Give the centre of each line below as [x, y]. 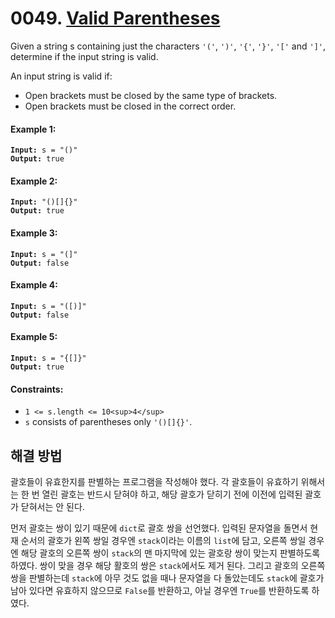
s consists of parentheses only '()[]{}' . [108, 422]
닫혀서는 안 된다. [52, 506]
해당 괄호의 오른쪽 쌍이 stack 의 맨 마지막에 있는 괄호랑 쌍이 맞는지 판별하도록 [170, 553]
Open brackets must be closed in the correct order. [130, 106]
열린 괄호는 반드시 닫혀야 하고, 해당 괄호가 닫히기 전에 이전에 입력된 [172, 494]
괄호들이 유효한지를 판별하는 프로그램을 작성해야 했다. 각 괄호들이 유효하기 [154, 481]
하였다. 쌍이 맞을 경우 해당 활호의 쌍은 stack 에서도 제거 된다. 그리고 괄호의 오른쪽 [168, 565]
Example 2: [34, 181]
